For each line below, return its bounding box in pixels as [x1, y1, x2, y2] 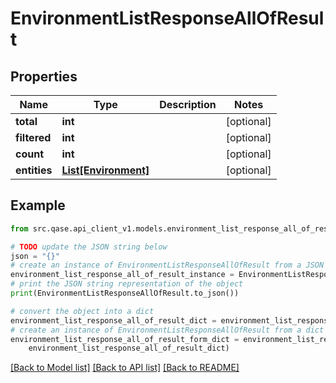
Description [159, 98, 217, 111]
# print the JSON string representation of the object [10, 279, 244, 289]
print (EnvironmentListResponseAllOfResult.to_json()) [10, 288, 240, 299]
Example [10, 197, 66, 214]
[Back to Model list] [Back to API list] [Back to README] [10, 362, 240, 374]
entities [15, 163, 53, 177]
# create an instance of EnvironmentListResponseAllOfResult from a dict [10, 325, 325, 335]
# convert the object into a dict [10, 306, 155, 316]
